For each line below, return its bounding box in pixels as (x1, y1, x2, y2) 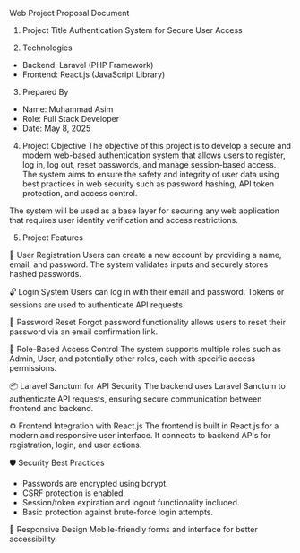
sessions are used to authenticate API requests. (9, 299, 185, 310)
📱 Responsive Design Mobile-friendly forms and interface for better (9, 524, 258, 534)
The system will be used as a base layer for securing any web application (9, 205, 280, 216)
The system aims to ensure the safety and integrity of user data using (21, 169, 279, 179)
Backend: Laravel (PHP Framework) (21, 60, 154, 70)
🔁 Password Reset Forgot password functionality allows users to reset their (9, 317, 287, 327)
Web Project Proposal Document (9, 8, 130, 18)
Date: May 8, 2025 (21, 123, 91, 134)
